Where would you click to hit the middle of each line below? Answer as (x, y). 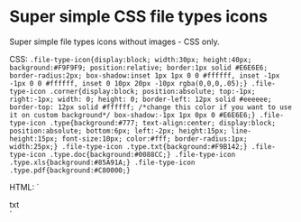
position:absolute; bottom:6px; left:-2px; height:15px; (119, 131)
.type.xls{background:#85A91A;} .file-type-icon (102, 162)
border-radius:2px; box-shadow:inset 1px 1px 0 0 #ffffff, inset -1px (145, 75)
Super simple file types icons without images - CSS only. (114, 42)
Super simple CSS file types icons (139, 17)
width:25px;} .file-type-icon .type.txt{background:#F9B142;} (128, 146)
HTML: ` (24, 187)
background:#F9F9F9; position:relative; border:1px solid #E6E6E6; (139, 68)
